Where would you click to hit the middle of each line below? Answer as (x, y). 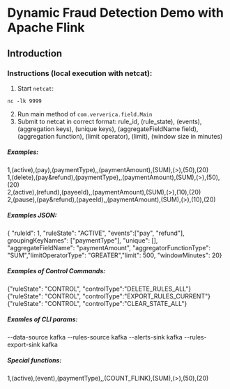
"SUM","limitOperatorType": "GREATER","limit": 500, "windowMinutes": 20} (115, 255)
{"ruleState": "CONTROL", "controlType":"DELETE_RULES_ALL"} (99, 289)
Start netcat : (36, 88)
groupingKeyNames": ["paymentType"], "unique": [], (83, 240)
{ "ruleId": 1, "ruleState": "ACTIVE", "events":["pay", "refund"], (96, 233)
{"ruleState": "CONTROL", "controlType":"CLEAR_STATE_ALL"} (97, 303)
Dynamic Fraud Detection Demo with (116, 13)
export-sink (24, 344)
